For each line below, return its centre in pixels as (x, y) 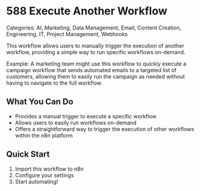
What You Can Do (40, 102)
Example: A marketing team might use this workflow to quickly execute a (96, 64)
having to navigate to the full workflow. (54, 83)
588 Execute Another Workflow (87, 11)
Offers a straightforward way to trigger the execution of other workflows (105, 129)
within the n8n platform (44, 135)
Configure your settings (44, 175)
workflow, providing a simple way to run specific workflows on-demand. (96, 52)
